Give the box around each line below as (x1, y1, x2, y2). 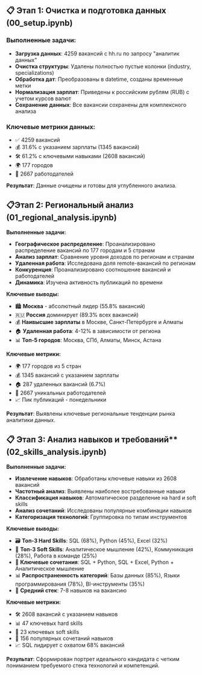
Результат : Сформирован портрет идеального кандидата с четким (6, 655, 180, 662)
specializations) (14, 69, 54, 76)
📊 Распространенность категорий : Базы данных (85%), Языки (14, 571, 180, 578)
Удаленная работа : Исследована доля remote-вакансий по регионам (14, 259, 196, 267)
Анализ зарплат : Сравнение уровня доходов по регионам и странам (14, 253, 195, 260)
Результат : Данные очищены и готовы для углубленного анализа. (6, 182, 177, 189)
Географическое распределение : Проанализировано (14, 240, 156, 247)
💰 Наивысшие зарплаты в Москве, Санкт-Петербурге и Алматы (14, 318, 183, 325)
